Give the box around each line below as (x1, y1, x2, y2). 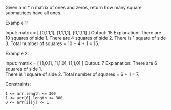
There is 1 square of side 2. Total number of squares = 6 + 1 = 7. (5, 71, 140, 77)
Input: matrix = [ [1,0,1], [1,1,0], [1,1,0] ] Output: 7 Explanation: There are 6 (5, 60, 157, 66)
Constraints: (5, 81, 31, 87)
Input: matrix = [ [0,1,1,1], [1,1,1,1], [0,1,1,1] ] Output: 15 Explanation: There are (5, 30, 161, 35)
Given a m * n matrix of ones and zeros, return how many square (5, 5, 142, 10)
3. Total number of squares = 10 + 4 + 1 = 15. (5, 40, 99, 47)
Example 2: (5, 51, 29, 56)
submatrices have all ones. (5, 10, 62, 16)
